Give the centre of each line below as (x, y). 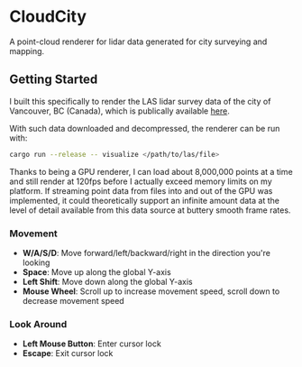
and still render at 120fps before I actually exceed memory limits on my (141, 181)
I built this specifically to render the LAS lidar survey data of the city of (140, 101)
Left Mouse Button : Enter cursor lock (92, 344)
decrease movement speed (73, 300)
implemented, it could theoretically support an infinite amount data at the (144, 200)
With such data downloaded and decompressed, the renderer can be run (145, 128)
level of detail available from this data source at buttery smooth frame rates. (150, 210)
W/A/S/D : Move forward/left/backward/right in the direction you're (146, 252)
